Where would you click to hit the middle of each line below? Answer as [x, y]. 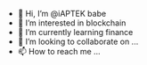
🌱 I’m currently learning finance [75, 32]
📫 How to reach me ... [59, 51]
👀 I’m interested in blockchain [72, 23]
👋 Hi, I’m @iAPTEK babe [62, 14]
